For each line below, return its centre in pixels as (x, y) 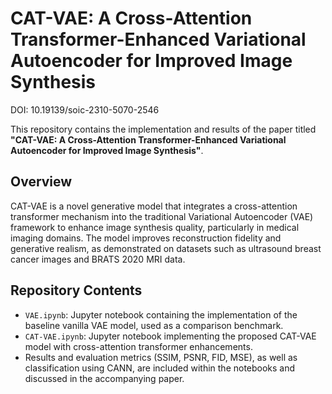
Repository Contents (76, 290)
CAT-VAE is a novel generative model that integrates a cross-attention (154, 206)
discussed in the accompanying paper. (104, 378)
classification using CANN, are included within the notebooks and (160, 368)
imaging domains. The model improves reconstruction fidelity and (146, 238)
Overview (41, 182)
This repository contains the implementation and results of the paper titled (163, 129)
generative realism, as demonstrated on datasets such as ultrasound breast (166, 248)
